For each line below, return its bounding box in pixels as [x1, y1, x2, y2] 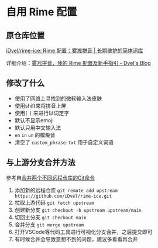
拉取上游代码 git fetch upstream [14, 199, 95, 206]
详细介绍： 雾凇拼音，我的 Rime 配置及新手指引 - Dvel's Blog [6, 60, 151, 66]
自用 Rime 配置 [6, 5, 77, 19]
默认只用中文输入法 [14, 124, 61, 131]
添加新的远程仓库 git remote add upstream [14, 187, 118, 194]
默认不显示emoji [14, 116, 54, 123]
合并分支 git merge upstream [14, 221, 84, 228]
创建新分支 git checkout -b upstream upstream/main [14, 206, 142, 213]
